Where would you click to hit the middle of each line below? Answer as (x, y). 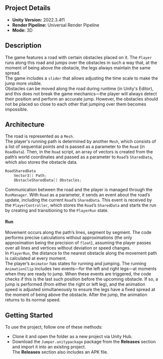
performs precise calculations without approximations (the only (69, 238)
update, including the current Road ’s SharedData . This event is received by (79, 200)
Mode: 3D (22, 30)
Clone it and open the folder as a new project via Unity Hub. (72, 337)
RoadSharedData (20, 171)
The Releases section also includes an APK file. (60, 352)
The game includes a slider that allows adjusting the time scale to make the (81, 78)
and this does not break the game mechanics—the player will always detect (81, 94)
